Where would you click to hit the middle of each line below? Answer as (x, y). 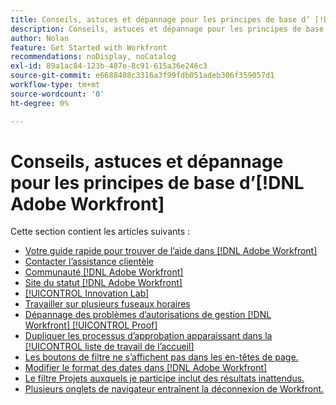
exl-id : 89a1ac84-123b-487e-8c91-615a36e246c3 (109, 66)
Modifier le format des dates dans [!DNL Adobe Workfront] (146, 368)
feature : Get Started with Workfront (89, 47)
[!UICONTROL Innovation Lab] (87, 293)
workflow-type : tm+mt (55, 85)
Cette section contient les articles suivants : (100, 232)
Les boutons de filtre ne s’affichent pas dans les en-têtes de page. (161, 357)
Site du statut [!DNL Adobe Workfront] (103, 283)
